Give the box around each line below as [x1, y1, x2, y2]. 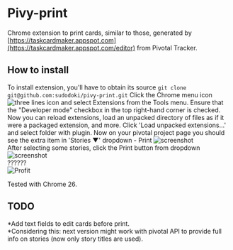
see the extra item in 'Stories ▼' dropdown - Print [7, 136, 152, 144]
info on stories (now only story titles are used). [7, 234, 144, 243]
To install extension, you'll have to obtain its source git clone [7, 83, 187, 92]
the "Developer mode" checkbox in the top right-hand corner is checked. [7, 105, 221, 114]
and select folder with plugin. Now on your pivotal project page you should [7, 128, 225, 136]
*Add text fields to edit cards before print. [7, 219, 130, 228]
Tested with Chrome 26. [7, 180, 78, 188]
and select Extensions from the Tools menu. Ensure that [60, 98, 224, 107]
